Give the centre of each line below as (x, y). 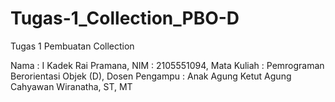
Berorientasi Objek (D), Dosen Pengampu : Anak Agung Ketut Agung (151, 76)
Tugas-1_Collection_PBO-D (125, 18)
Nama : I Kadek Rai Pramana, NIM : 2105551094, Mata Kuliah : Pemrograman (167, 65)
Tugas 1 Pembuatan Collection (72, 46)
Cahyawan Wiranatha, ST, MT (71, 86)
